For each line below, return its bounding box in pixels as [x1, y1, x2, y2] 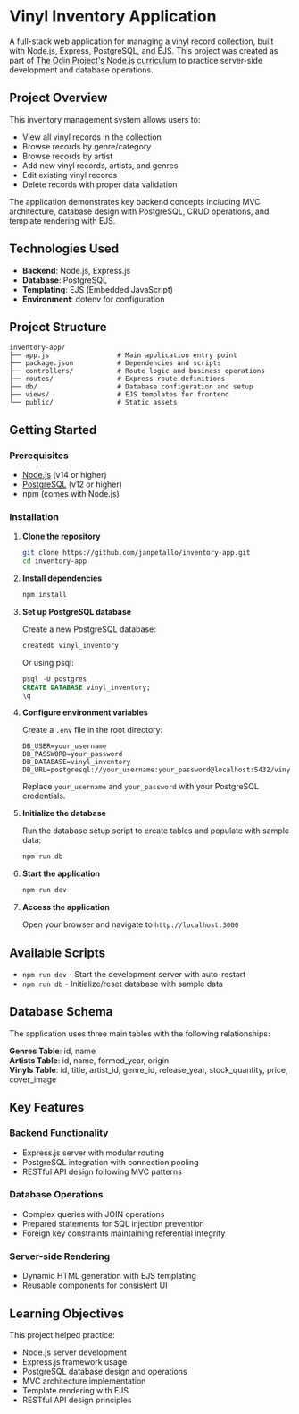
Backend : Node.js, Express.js [21, 265, 131, 276]
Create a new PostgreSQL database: [21, 624, 156, 635]
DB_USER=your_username [21, 742, 107, 751]
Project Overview [9, 90, 108, 106]
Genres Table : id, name [9, 1045, 96, 1056]
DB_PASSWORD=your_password [21, 750, 123, 759]
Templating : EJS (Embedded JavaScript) [21, 284, 174, 294]
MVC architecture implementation [21, 1376, 146, 1386]
